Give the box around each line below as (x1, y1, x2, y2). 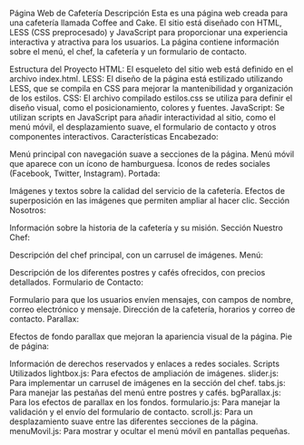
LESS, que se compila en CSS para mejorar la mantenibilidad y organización (9, 83, 293, 93)
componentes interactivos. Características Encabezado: (9, 131, 220, 141)
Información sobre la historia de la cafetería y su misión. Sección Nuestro (9, 222, 283, 233)
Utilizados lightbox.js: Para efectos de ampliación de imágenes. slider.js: (9, 368, 279, 379)
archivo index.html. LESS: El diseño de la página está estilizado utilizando (9, 73, 284, 84)
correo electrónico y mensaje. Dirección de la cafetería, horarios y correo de (9, 304, 296, 314)
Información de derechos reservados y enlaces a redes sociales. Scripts (9, 358, 279, 369)
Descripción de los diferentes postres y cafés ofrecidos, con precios (9, 267, 266, 277)
